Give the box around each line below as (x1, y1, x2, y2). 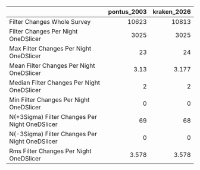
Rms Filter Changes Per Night (9, 147, 92, 155)
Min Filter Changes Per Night (9, 96, 90, 103)
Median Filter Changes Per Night (9, 78, 101, 87)
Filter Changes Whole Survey (9, 18, 91, 26)
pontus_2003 (108, 8, 147, 15)
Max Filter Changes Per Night (9, 45, 92, 52)
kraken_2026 (152, 8, 191, 15)
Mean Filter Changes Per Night (9, 62, 95, 70)
